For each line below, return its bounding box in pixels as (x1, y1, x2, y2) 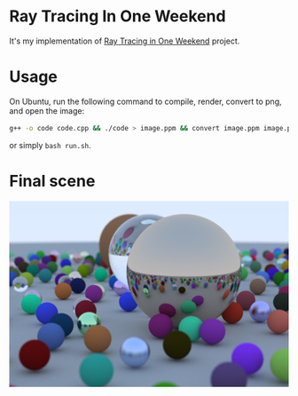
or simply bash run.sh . (9, 139, 91, 150)
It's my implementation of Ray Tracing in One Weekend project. (9, 36, 240, 46)
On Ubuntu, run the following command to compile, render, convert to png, (9, 96, 282, 107)
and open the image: (9, 105, 85, 116)
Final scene (9, 170, 96, 191)
